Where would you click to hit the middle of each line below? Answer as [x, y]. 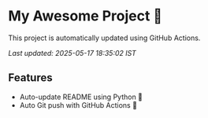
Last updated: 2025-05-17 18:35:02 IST [72, 53]
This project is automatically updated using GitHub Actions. [104, 38]
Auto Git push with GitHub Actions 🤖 [78, 105]
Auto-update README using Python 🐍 [81, 97]
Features [30, 78]
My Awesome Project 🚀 [85, 16]
